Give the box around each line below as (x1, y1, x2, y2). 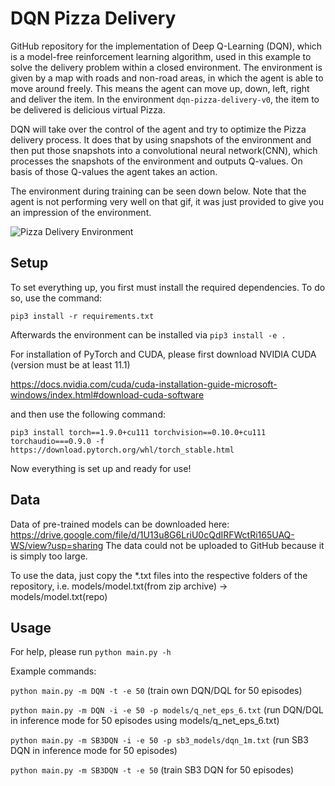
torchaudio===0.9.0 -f (10, 436, 105, 446)
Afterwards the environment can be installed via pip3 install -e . (10, 328, 287, 341)
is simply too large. (10, 550, 88, 562)
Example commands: (10, 665, 97, 677)
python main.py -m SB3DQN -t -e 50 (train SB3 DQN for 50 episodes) (10, 764, 295, 776)
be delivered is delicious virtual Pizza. (10, 103, 166, 116)
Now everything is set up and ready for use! (10, 462, 192, 474)
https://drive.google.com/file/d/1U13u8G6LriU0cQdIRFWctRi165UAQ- (10, 528, 295, 541)
